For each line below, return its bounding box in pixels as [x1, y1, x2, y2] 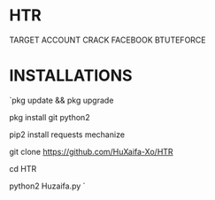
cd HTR [9, 163, 37, 173]
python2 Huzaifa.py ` [9, 181, 86, 191]
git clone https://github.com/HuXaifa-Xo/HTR [9, 146, 174, 157]
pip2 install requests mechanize [9, 129, 126, 140]
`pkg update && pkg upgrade [9, 95, 114, 105]
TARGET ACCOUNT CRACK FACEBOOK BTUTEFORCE [9, 35, 206, 45]
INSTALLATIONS [9, 65, 133, 86]
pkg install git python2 [9, 112, 90, 122]
